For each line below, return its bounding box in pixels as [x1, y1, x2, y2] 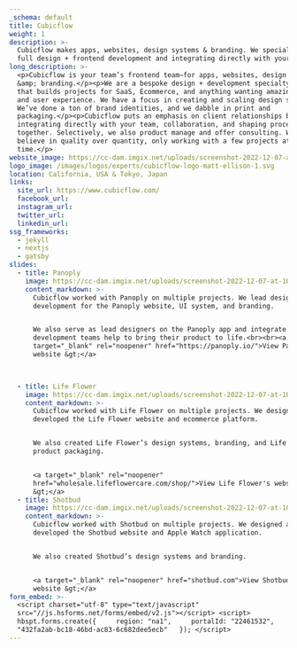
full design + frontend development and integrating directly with [17, 54, 271, 63]
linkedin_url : [17, 219, 69, 228]
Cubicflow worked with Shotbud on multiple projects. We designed [32, 520, 283, 529]
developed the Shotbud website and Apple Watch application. [32, 528, 263, 537]
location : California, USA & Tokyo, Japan [9, 169, 168, 178]
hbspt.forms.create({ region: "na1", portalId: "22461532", [17, 617, 275, 626]
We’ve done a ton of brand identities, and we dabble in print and [17, 104, 271, 113]
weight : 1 [9, 29, 46, 38]
